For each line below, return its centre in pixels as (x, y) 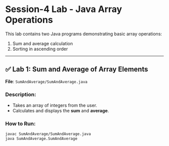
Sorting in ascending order (40, 49)
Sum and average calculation (43, 43)
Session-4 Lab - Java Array (64, 9)
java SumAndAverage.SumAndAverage (41, 139)
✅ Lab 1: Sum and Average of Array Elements (77, 69)
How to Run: (21, 123)
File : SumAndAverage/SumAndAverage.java (47, 81)
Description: (21, 94)
